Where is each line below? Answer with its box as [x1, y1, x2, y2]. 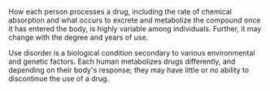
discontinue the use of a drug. [8, 74, 110, 83]
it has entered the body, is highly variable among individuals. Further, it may [8, 24, 262, 33]
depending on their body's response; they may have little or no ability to [8, 65, 250, 75]
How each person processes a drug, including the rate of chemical [8, 7, 232, 16]
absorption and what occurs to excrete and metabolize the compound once [8, 15, 261, 25]
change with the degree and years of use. [8, 32, 149, 42]
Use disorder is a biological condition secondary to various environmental [8, 48, 255, 57]
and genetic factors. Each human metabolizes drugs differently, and [8, 56, 236, 66]
